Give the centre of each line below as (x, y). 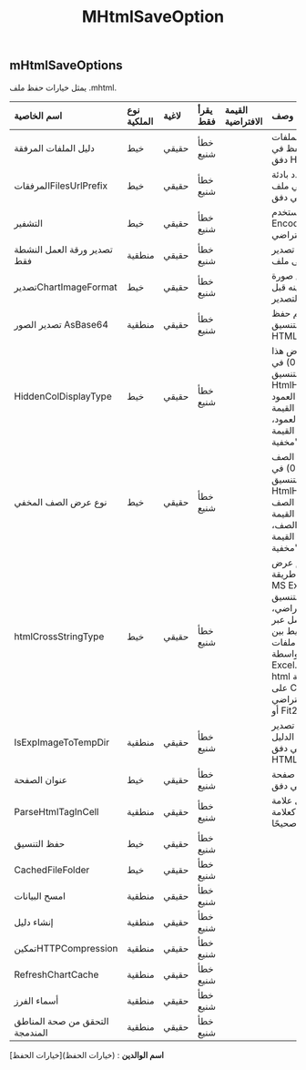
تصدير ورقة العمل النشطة (64, 250)
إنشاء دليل (34, 922)
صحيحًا (285, 823)
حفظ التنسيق (40, 843)
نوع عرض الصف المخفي (61, 502)
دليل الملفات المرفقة (55, 148)
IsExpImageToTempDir (62, 742)
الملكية (140, 121)
